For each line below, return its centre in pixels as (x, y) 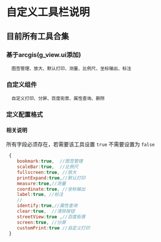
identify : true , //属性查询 (47, 206)
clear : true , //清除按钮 (46, 212)
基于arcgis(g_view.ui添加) (44, 54)
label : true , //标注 (40, 195)
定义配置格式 (25, 115)
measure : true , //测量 (41, 183)
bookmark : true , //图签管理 (50, 161)
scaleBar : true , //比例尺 (48, 167)
